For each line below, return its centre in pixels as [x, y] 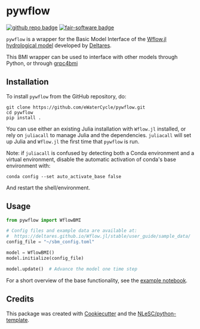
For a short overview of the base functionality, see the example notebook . [97, 280]
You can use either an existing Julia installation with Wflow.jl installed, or [96, 129]
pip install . [24, 117]
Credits [20, 299]
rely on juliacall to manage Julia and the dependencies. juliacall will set [99, 135]
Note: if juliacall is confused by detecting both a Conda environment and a [100, 153]
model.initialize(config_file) [45, 258]
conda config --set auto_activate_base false [64, 176]
